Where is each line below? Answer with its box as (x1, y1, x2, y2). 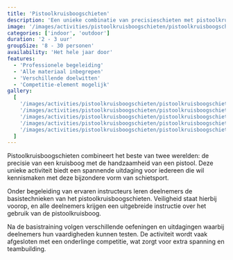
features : (7, 55, 36, 62)
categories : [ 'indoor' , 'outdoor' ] (7, 29, 110, 37)
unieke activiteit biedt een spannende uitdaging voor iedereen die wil (7, 166, 205, 175)
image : (7, 23, 26, 30)
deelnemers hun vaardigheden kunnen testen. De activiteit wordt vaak (7, 230, 208, 239)
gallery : (7, 87, 33, 94)
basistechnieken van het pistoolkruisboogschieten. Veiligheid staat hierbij (7, 195, 217, 203)
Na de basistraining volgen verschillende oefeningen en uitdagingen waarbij (7, 223, 225, 231)
